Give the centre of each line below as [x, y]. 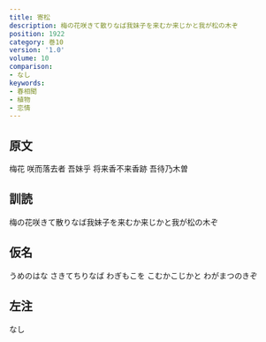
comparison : [31, 67]
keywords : [27, 83]
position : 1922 [37, 34]
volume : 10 [29, 58]
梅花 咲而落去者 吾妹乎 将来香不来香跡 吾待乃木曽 [99, 169]
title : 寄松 [30, 17]
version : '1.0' [37, 50]
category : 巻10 [36, 42]
